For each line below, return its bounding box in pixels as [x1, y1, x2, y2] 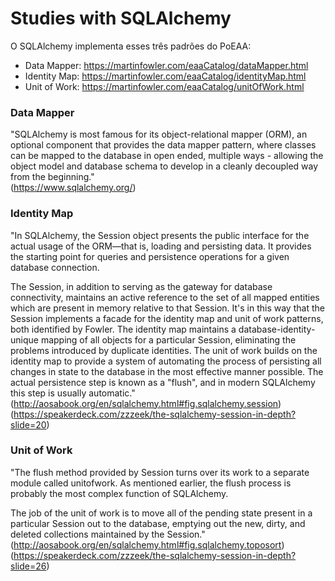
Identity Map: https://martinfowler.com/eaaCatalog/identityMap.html [24, 70, 307, 82]
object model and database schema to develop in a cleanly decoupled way [10, 160, 319, 172]
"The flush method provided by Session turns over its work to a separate [10, 466, 310, 478]
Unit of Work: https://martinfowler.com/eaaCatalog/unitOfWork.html [24, 80, 305, 92]
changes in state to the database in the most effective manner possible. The [10, 365, 324, 377]
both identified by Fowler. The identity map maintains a [10, 323, 237, 335]
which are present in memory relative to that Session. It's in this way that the [10, 302, 325, 314]
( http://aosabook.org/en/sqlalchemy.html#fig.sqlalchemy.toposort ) [10, 538, 285, 551]
